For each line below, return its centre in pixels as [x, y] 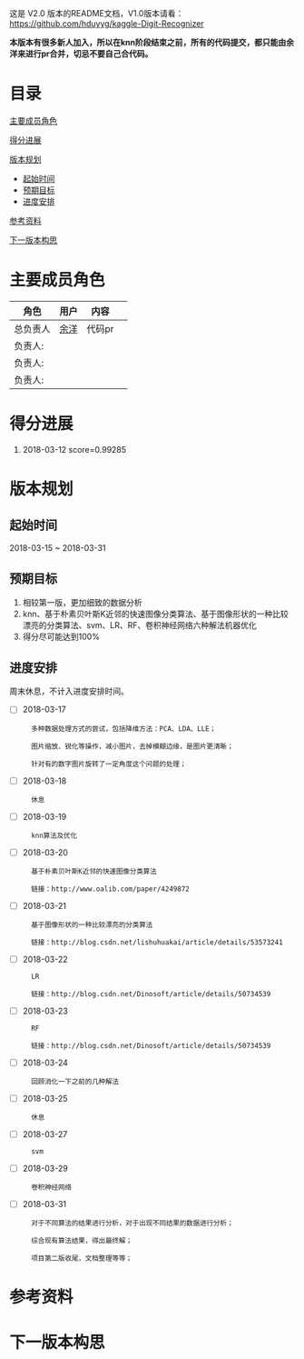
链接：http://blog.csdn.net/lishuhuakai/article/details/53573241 [157, 942]
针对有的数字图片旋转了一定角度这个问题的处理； [109, 764]
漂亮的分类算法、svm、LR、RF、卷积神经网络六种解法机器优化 [139, 625]
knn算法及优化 [54, 835]
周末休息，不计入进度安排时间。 [69, 691]
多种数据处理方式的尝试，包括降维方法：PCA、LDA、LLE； [124, 729]
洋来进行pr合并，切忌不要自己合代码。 [81, 54]
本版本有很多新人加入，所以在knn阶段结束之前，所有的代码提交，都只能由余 [152, 42]
